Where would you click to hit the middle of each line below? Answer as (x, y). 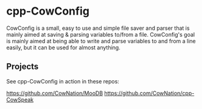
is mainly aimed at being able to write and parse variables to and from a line (101, 41)
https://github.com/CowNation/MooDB (55, 93)
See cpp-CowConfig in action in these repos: (63, 81)
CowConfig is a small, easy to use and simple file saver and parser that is (98, 28)
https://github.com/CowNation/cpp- (149, 93)
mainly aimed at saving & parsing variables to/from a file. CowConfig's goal (101, 34)
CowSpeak (20, 99)
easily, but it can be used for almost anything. (63, 47)
